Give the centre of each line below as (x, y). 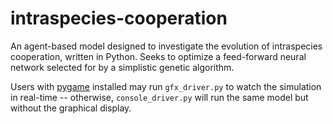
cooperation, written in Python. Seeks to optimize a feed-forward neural (158, 56)
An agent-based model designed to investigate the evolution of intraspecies (166, 46)
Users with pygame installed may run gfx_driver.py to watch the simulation (166, 86)
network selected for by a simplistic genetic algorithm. (122, 67)
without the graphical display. (71, 108)
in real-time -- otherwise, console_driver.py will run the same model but (159, 97)
